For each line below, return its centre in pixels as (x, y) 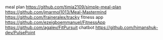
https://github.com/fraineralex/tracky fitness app (54, 17)
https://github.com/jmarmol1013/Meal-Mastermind (56, 12)
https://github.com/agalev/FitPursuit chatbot (50, 27)
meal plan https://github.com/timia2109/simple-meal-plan (63, 7)
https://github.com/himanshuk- (127, 27)
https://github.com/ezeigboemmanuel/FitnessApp (55, 22)
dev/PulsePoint (20, 33)
